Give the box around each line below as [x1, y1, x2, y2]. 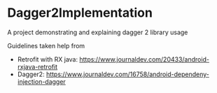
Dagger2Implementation [7, 5, 153, 21]
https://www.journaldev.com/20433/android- [79, 55, 210, 64]
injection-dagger [17, 77, 66, 85]
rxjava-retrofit [17, 62, 58, 71]
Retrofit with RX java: [17, 55, 78, 64]
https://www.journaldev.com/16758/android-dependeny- [45, 70, 210, 78]
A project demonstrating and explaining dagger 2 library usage [7, 28, 188, 36]
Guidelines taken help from [7, 41, 85, 50]
